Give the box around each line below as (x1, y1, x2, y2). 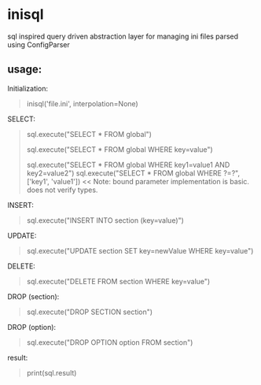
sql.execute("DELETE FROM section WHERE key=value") (26, 276, 211, 286)
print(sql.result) (26, 368, 77, 377)
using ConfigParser (7, 39, 70, 49)
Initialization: (7, 83, 49, 93)
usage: (7, 63, 42, 76)
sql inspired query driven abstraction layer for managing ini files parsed (7, 31, 239, 41)
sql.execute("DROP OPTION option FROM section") (26, 337, 193, 347)
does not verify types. (26, 185, 98, 194)
